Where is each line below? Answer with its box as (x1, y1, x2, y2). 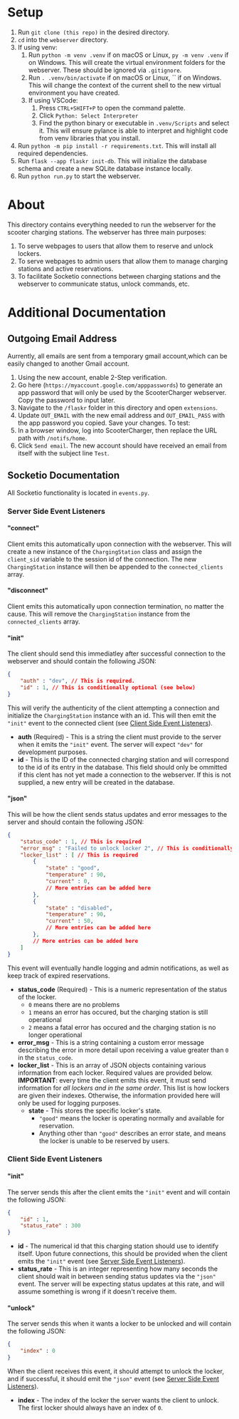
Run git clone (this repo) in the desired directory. (17, 28, 170, 36)
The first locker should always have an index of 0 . (17, 1403, 164, 1412)
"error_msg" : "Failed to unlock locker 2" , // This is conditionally (20, 845, 234, 852)
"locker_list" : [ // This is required (20, 851, 139, 859)
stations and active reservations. (17, 264, 114, 273)
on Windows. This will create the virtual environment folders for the (28, 58, 225, 66)
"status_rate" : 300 (20, 1222, 81, 1229)
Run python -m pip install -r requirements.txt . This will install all (17, 141, 217, 150)
